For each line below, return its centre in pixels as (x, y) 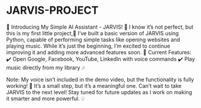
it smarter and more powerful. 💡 (46, 98)
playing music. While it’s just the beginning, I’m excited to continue (88, 46)
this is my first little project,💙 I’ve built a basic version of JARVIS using (92, 33)
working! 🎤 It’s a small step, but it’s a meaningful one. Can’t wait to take (94, 86)
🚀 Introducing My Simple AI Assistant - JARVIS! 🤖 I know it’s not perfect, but (100, 27)
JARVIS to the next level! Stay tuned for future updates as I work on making (99, 92)
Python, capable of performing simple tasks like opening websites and (93, 39)
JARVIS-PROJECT (52, 10)
